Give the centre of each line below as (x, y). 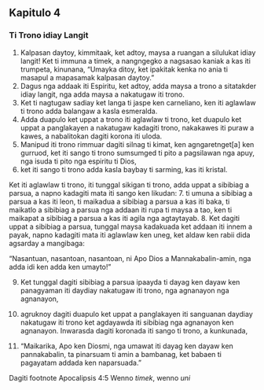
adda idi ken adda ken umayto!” (60, 267)
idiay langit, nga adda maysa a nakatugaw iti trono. (103, 94)
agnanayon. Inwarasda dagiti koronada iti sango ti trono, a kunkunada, (134, 330)
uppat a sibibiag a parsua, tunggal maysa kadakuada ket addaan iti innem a (131, 226)
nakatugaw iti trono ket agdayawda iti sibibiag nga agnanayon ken (127, 322)
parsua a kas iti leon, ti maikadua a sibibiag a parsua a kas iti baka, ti (119, 201)
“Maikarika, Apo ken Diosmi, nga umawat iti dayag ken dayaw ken (127, 346)
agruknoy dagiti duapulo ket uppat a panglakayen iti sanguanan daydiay (137, 314)
